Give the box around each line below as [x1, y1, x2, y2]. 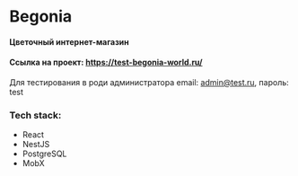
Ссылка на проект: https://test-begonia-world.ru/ [9, 57, 204, 68]
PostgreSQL [22, 148, 67, 159]
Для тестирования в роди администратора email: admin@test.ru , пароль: [9, 76, 289, 87]
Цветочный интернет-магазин [9, 36, 129, 47]
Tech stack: [9, 109, 62, 121]
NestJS [22, 139, 50, 150]
